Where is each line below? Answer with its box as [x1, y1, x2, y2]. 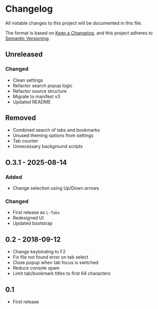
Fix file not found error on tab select [12, 254, 89, 260]
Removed [5, 113, 36, 123]
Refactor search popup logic [12, 82, 73, 88]
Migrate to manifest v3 [12, 93, 61, 100]
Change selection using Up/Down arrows [12, 185, 99, 192]
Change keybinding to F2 [12, 249, 66, 255]
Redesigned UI [12, 215, 44, 221]
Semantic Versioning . [5, 35, 50, 41]
